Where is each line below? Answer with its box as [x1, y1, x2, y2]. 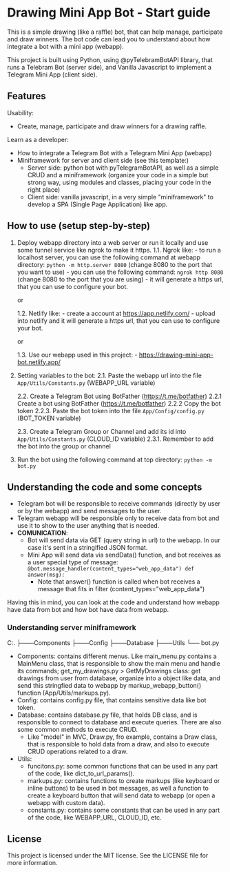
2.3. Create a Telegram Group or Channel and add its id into [17, 427, 187, 435]
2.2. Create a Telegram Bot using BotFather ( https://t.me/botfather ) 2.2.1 [17, 392, 222, 400]
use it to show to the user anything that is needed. [17, 522, 160, 530]
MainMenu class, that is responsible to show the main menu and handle [17, 659, 220, 667]
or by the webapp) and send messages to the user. [17, 507, 162, 515]
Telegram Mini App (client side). [7, 70, 98, 79]
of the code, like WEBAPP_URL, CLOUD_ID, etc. [27, 813, 162, 822]
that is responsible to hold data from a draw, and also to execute [27, 740, 210, 748]
